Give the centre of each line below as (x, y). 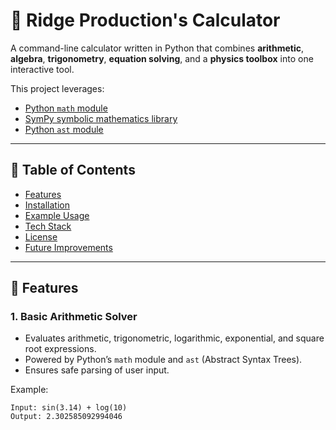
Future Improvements (68, 247)
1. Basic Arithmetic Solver (74, 317)
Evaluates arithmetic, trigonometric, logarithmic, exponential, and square (174, 338)
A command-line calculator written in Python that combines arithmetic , (157, 48)
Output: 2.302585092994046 (66, 417)
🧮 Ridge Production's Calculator (145, 20)
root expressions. (60, 349)
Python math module (66, 108)
